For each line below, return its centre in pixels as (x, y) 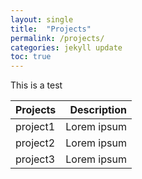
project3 (35, 159)
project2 (35, 143)
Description (98, 110)
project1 (35, 127)
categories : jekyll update (66, 47)
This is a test (36, 85)
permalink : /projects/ (57, 38)
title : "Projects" (51, 29)
